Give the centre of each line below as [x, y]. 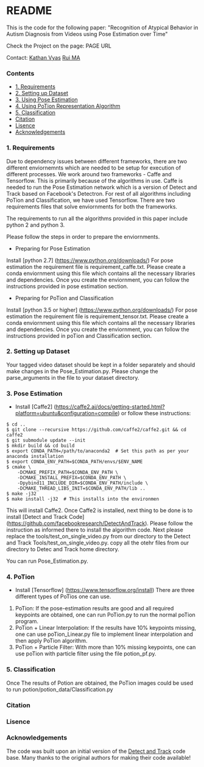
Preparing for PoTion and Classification [64, 298]
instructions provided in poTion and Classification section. [79, 335]
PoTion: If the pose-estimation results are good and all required [94, 608]
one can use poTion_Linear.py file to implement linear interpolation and [104, 634]
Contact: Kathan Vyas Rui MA [43, 57]
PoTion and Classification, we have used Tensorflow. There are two [91, 200]
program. [26, 621]
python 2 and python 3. [36, 225]
